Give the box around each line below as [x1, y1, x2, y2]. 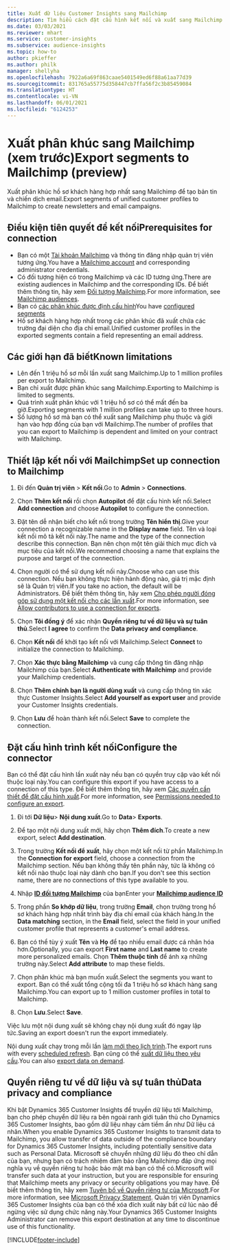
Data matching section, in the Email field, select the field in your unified [16, 917, 221, 925]
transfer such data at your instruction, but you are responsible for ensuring [7, 1171, 218, 1179]
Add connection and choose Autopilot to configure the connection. [16, 504, 209, 512]
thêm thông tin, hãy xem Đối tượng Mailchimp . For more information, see [16, 287, 221, 295]
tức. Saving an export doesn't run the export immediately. [7, 1028, 168, 1037]
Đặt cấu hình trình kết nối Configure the [7, 741, 178, 753]
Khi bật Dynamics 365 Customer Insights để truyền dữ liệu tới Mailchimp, [7, 1105, 214, 1113]
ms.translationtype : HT [7, 87, 76, 93]
